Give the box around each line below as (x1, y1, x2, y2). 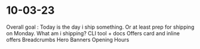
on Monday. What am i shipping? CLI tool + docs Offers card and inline (6, 29, 180, 36)
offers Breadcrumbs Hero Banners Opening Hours (6, 36, 130, 43)
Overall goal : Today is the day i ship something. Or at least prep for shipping (6, 23, 195, 30)
